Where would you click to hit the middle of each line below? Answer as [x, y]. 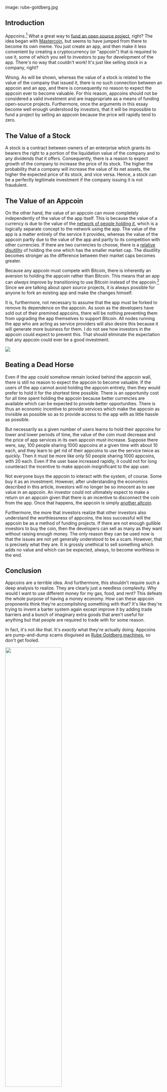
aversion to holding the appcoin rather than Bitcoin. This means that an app [83, 276]
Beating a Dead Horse [40, 365]
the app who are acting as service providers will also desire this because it [82, 324]
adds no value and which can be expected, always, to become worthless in [82, 550]
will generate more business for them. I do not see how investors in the [78, 329]
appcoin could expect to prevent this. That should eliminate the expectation [83, 334]
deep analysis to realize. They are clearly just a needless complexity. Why [81, 588]
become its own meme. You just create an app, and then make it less [76, 47]
